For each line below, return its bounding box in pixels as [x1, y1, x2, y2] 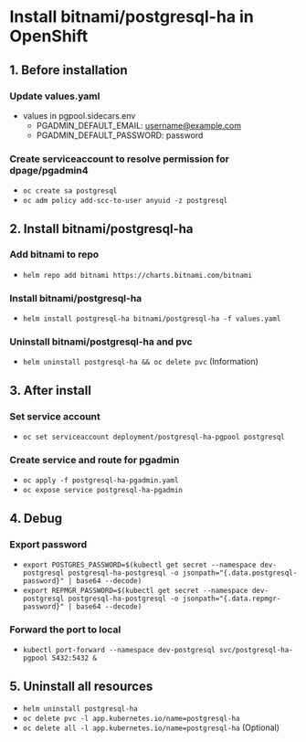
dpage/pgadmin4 [9, 164, 89, 176]
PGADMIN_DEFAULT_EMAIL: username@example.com [36, 120, 242, 131]
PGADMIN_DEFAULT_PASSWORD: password [36, 130, 204, 141]
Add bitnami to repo [9, 249, 100, 261]
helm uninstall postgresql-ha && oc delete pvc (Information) [22, 356, 259, 367]
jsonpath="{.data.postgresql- [182, 568, 298, 578]
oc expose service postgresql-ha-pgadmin [22, 486, 183, 495]
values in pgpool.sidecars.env [22, 110, 136, 121]
